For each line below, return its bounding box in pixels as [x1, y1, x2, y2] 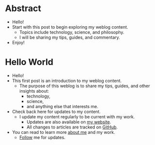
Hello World [5, 57, 53, 68]
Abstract [5, 3, 41, 14]
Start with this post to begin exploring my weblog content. [12, 24, 128, 30]
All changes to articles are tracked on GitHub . [26, 124, 118, 130]
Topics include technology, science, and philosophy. [19, 29, 125, 35]
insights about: [19, 88, 50, 94]
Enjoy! [12, 39, 25, 45]
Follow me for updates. [19, 134, 66, 140]
